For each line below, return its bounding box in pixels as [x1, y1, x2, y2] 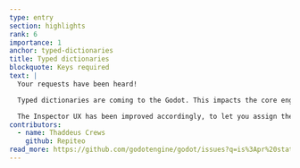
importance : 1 [9, 38, 62, 47]
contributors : [9, 120, 62, 130]
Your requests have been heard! [17, 80, 138, 88]
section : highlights [9, 21, 87, 30]
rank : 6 [9, 29, 38, 38]
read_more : [9, 145, 50, 155]
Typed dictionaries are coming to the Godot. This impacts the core [17, 96, 278, 105]
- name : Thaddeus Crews [17, 129, 105, 138]
